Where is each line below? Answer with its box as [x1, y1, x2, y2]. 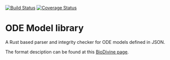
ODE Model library [5, 23, 84, 34]
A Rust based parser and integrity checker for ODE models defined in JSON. [5, 39, 165, 45]
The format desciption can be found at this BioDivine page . [5, 48, 129, 55]
